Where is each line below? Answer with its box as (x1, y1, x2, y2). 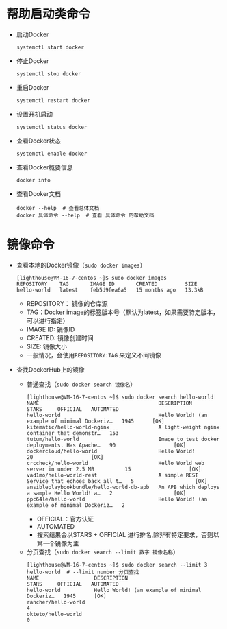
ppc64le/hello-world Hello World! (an (26, 495, 208, 503)
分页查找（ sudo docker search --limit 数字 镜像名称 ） (26, 547, 179, 556)
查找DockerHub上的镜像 (16, 365, 85, 374)
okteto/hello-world (26, 610, 83, 617)
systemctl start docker (16, 44, 85, 51)
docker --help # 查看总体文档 (16, 204, 100, 211)
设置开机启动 (16, 110, 53, 118)
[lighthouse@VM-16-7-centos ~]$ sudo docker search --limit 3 (26, 561, 208, 568)
